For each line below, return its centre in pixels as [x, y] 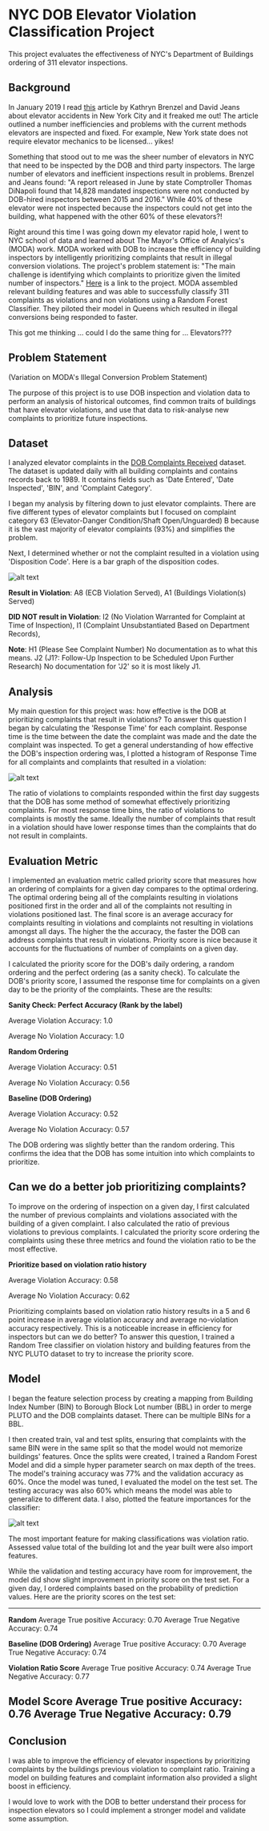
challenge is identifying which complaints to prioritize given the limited [124, 274]
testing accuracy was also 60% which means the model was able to [120, 1490]
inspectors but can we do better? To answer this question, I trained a [121, 1336]
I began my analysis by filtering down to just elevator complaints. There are [132, 503]
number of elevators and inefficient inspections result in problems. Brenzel [131, 173]
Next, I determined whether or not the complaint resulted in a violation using [134, 553]
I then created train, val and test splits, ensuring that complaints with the [127, 1439]
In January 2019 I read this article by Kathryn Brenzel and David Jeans [124, 107]
